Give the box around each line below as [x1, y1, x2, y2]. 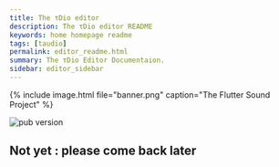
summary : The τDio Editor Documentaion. [9, 56, 166, 65]
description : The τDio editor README [9, 22, 153, 31]
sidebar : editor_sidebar [9, 65, 104, 74]
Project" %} [9, 99, 54, 110]
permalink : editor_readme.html [9, 47, 129, 57]
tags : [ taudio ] [9, 38, 67, 48]
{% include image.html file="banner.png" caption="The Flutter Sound [9, 89, 271, 100]
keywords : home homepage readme [9, 30, 132, 39]
